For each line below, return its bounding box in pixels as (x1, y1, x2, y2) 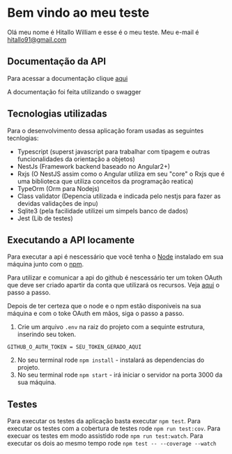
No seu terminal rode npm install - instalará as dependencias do (17, 356, 205, 364)
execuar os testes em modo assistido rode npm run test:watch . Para (7, 432, 203, 440)
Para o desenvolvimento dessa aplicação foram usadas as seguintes (7, 126, 204, 135)
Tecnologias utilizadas (7, 108, 107, 120)
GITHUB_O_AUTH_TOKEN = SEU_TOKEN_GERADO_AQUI (7, 344, 141, 351)
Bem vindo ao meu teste (7, 5, 150, 21)
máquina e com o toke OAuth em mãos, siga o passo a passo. (7, 309, 185, 318)
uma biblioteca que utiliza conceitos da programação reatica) (17, 176, 194, 186)
